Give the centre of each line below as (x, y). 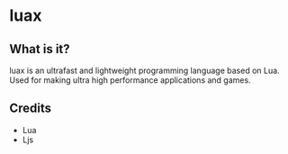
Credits (31, 109)
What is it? (40, 49)
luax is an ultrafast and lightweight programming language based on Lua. (145, 70)
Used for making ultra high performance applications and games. (130, 80)
